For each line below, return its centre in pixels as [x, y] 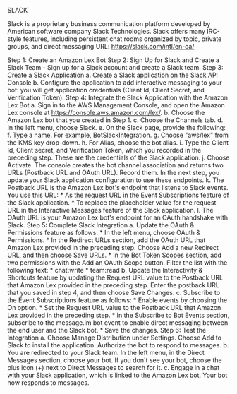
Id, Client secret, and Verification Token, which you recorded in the [104, 150]
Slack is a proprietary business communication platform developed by [109, 24]
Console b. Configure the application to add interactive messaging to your [115, 83]
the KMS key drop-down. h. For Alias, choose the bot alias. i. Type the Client [118, 143]
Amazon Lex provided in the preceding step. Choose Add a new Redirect [113, 247]
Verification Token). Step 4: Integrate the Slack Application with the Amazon [117, 97]
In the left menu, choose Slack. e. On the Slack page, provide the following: [116, 127]
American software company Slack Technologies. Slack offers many [107, 31]
